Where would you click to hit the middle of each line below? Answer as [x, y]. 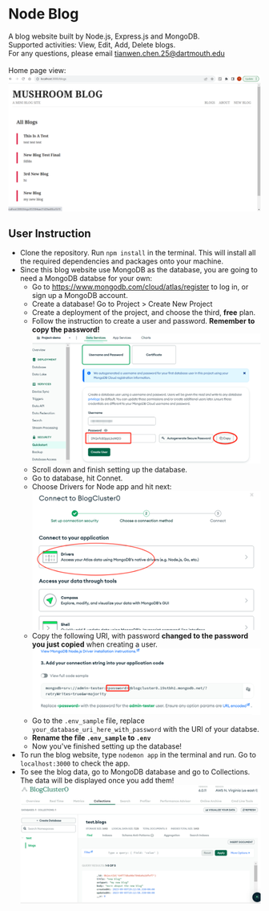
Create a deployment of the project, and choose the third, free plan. [144, 313]
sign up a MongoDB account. [80, 296]
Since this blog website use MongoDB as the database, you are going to [139, 270]
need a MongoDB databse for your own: [86, 279]
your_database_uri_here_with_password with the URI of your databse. [146, 729]
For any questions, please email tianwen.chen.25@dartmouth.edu [117, 53]
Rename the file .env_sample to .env [91, 737]
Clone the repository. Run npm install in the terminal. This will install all [138, 253]
